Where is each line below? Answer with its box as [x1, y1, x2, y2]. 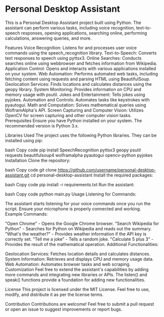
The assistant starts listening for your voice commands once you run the [5, 200, 151, 206]
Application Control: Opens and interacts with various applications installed [5, 65, 156, 72]
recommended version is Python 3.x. [5, 122, 79, 128]
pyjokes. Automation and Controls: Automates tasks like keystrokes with [5, 97, 150, 102]
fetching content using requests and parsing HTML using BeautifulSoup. [5, 76, 150, 82]
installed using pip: [5, 137, 43, 143]
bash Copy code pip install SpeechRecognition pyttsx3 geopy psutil [5, 147, 141, 153]
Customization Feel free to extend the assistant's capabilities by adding [5, 266, 149, 272]
